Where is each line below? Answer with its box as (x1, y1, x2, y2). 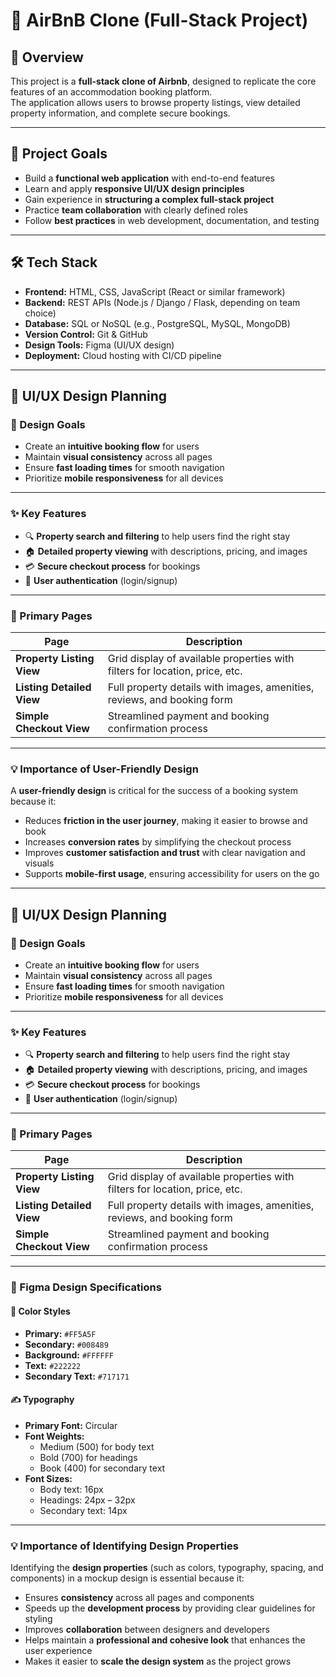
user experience (24, 1645, 93, 1657)
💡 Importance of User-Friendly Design (10, 762, 199, 776)
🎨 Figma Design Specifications (10, 1280, 162, 1294)
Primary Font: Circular (24, 1419, 118, 1431)
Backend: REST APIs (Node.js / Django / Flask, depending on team (24, 296, 301, 308)
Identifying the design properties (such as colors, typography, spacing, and (10, 1562, 324, 1574)
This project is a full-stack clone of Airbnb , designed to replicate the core (10, 75, 317, 87)
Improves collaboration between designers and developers (24, 1624, 270, 1636)
